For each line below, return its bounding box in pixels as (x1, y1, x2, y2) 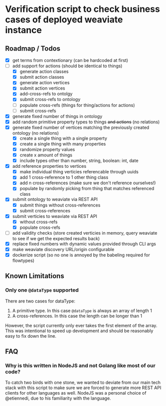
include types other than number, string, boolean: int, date (19, 157, 139, 164)
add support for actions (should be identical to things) (12, 63, 123, 69)
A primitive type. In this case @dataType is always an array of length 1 (12, 307, 152, 313)
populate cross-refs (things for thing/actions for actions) (19, 102, 135, 108)
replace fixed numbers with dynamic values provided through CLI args (12, 241, 156, 247)
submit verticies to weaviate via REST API (12, 213, 98, 219)
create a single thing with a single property (19, 135, 108, 141)
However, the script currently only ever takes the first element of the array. (5, 322, 158, 328)
